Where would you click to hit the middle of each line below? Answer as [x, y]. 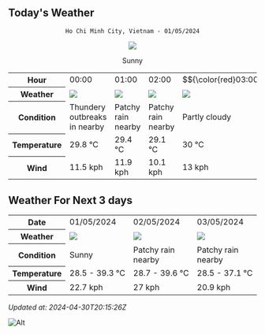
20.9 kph [214, 287]
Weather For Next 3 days [70, 200]
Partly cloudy [207, 117]
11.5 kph [87, 167]
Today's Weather [51, 13]
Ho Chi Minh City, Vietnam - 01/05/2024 [132, 31]
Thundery [88, 107]
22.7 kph [87, 287]
